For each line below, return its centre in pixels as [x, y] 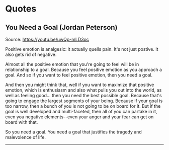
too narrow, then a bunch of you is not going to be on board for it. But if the [83, 106]
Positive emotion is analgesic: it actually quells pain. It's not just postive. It [82, 49]
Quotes [21, 9]
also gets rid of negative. [31, 54]
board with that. [22, 122]
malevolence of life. [26, 137]
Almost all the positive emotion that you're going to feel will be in [72, 64]
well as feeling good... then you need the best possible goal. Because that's [83, 95]
